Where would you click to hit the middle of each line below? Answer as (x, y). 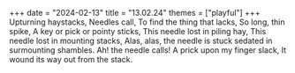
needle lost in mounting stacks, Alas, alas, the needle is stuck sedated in (141, 40)
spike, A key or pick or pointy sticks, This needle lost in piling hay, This (138, 31)
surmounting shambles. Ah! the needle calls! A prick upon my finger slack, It (148, 50)
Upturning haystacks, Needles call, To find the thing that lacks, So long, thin (147, 22)
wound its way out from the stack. (71, 59)
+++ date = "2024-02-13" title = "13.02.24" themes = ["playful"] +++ (135, 13)
